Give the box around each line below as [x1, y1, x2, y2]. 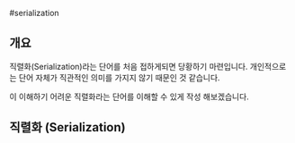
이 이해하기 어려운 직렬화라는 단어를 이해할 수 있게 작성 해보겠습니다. [9, 91, 249, 102]
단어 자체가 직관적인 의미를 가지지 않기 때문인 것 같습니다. [18, 71, 220, 83]
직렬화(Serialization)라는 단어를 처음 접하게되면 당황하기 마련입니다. [9, 61, 248, 71]
